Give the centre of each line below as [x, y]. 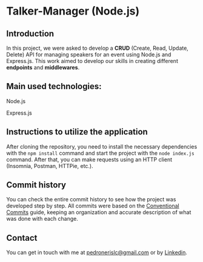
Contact [22, 238]
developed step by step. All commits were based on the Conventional [93, 206]
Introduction [30, 34]
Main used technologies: [54, 86]
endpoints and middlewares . [43, 67]
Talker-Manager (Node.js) [73, 11]
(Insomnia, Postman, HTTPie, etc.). [50, 166]
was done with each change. [42, 219]
